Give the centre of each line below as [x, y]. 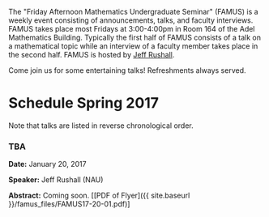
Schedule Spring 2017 [84, 103]
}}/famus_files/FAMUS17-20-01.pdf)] [69, 204]
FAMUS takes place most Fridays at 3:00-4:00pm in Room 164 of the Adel [132, 29]
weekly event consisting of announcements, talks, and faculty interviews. [131, 20]
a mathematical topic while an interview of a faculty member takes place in [133, 46]
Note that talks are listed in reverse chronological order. [101, 126]
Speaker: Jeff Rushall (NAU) [56, 180]
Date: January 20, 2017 [47, 164]
